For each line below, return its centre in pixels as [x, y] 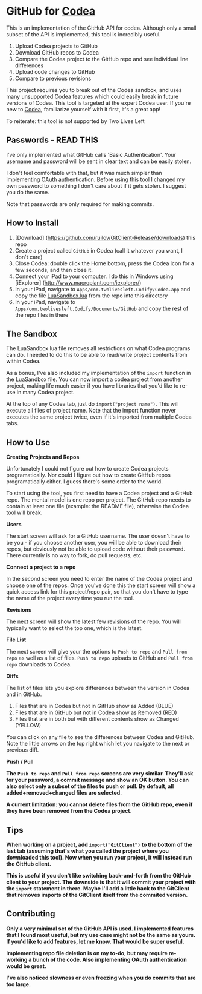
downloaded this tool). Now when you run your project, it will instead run [99, 857]
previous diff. [23, 750]
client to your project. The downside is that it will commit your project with [101, 882]
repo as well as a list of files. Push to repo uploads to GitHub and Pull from [99, 658]
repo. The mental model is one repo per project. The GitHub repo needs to [99, 500]
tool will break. [24, 512]
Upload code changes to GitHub [55, 71]
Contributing [31, 914]
